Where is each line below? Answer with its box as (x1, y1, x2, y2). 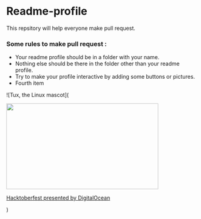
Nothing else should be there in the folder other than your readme (15, 60, 180, 68)
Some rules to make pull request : (6, 40, 107, 48)
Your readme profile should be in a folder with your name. (15, 54, 160, 61)
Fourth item (15, 79, 44, 87)
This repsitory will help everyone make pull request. (6, 24, 135, 32)
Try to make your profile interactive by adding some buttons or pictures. (15, 73, 196, 81)
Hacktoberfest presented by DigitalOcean (6, 194, 111, 202)
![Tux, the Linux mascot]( (6, 92, 69, 99)
